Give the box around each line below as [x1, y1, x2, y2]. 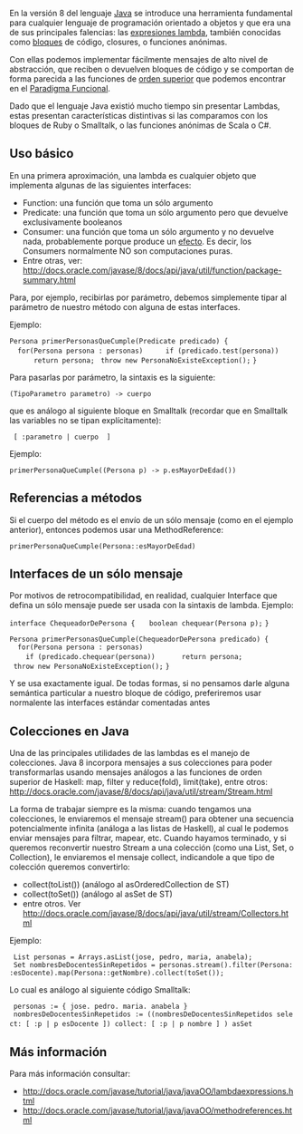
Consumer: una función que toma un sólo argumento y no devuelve [22, 226, 274, 237]
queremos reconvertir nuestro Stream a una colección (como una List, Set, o [9, 842, 295, 853]
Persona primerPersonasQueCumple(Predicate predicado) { [9, 336, 229, 345]
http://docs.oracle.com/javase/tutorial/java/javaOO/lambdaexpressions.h [22, 1086, 294, 1097]
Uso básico [9, 146, 74, 161]
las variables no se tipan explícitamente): [9, 414, 162, 425]
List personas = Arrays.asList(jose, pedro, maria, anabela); [13, 953, 253, 962]
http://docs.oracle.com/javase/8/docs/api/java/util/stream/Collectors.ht [22, 908, 289, 919]
